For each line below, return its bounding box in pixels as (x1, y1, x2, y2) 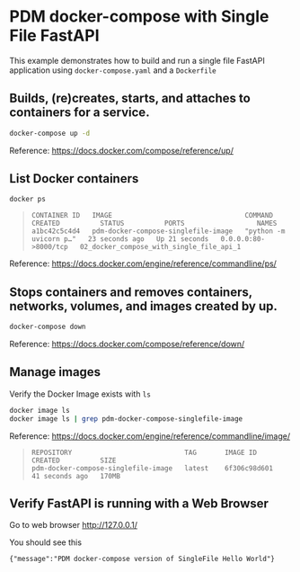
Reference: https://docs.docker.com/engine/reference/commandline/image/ (9, 430, 290, 442)
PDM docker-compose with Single (9, 6, 269, 27)
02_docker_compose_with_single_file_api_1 (79, 243, 242, 252)
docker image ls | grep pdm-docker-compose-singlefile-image (9, 414, 243, 424)
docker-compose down (9, 322, 87, 332)
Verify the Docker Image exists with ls (9, 389, 151, 399)
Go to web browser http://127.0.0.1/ (9, 520, 137, 531)
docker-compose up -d (9, 129, 91, 138)
